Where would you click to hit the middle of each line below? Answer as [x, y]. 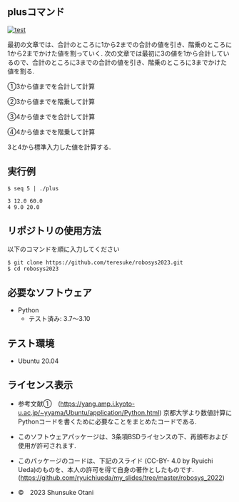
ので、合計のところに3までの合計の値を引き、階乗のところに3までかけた [120, 62]
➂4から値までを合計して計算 [51, 116]
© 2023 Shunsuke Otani [56, 492]
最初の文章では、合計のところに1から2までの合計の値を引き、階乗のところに [120, 44]
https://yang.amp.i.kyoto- [98, 404]
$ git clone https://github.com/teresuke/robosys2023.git [95, 263]
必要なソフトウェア [50, 293]
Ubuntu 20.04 [38, 361]
